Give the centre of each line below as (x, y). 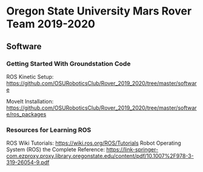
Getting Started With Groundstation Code (68, 64)
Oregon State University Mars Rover (99, 11)
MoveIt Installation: (30, 101)
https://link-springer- (132, 150)
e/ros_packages (26, 114)
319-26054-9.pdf (28, 162)
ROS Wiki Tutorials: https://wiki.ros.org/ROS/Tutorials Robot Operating (94, 143)
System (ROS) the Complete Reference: (55, 150)
